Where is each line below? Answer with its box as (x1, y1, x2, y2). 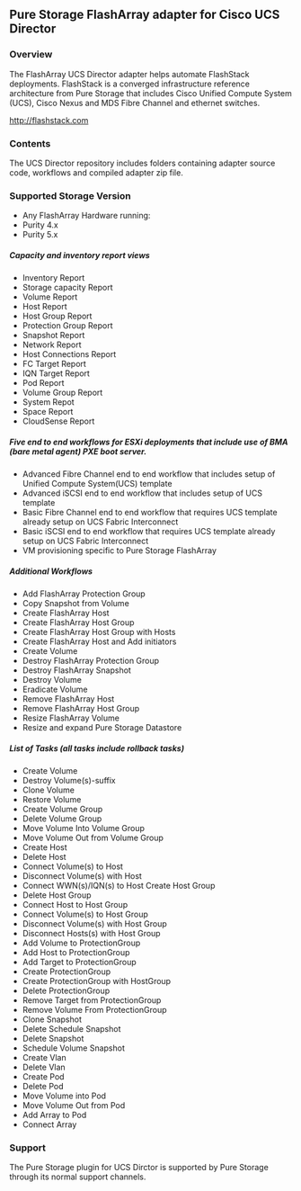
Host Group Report (22, 310, 93, 322)
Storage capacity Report (22, 282, 114, 293)
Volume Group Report (22, 387, 103, 398)
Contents (9, 137, 51, 149)
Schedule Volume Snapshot (22, 1043, 126, 1053)
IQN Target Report (22, 368, 90, 379)
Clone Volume (22, 784, 75, 795)
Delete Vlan (22, 1061, 66, 1073)
